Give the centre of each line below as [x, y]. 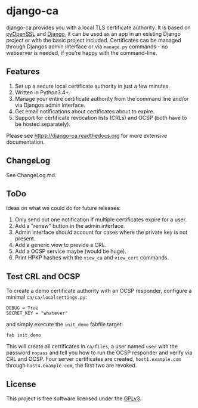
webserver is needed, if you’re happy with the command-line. [82, 52]
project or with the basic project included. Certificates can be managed [94, 40]
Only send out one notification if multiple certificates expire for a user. [100, 220]
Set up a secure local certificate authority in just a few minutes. [92, 86]
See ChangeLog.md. [31, 175]
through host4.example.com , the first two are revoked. [72, 366]
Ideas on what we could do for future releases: [64, 208]
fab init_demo [24, 335]
